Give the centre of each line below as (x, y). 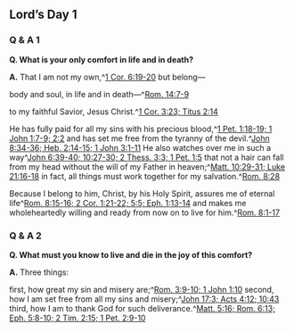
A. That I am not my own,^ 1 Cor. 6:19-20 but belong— (107, 77)
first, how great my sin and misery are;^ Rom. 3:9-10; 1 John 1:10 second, (142, 289)
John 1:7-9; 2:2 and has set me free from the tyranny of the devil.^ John (139, 138)
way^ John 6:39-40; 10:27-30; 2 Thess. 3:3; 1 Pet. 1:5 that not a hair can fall (147, 157)
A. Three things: (39, 272)
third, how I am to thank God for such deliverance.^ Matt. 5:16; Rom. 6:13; (143, 308)
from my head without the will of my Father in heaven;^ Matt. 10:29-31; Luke (147, 166)
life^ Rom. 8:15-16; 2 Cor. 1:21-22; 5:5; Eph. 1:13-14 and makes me (128, 203)
